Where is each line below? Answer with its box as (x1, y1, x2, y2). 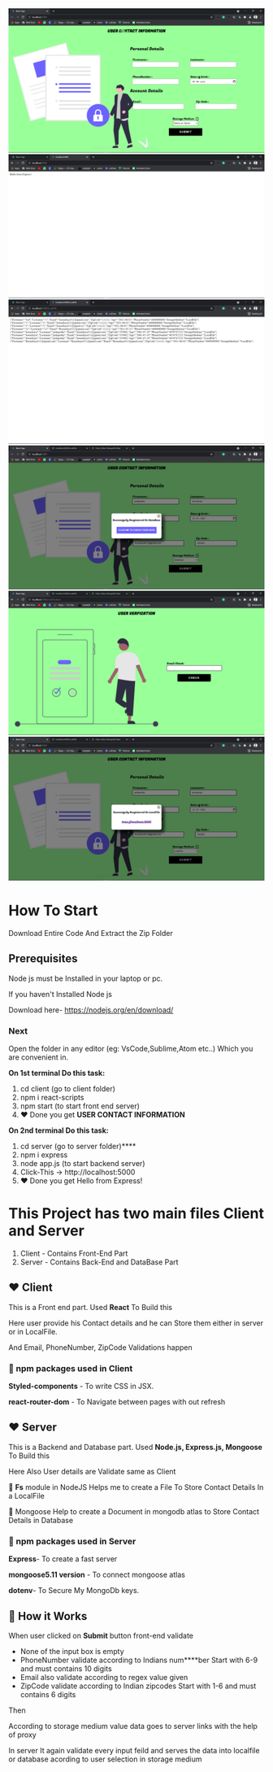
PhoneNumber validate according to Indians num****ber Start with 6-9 (19, 1655, 258, 1665)
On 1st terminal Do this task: (8, 1069, 106, 1078)
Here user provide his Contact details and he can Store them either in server (8, 1317, 264, 1328)
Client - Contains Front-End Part (19, 1248, 128, 1258)
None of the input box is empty (19, 1647, 124, 1657)
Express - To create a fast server (8, 1554, 118, 1564)
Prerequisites (8, 951, 78, 966)
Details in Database (8, 1515, 74, 1525)
